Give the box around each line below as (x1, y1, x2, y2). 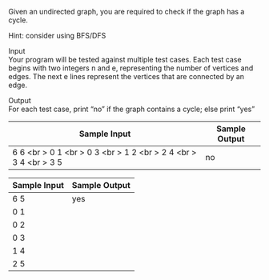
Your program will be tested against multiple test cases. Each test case (8, 55, 242, 64)
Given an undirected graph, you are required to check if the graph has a (8, 7, 245, 16)
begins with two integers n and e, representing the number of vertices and (8, 63, 254, 73)
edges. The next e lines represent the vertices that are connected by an (8, 72, 245, 81)
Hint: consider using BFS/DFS (8, 31, 106, 40)
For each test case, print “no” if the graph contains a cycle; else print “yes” (8, 104, 255, 114)
